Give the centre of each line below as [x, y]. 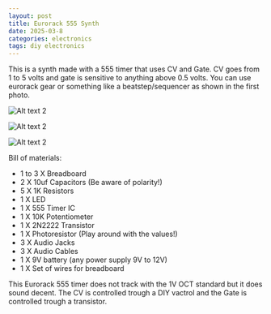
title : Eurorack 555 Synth [54, 24]
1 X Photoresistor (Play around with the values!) [99, 234]
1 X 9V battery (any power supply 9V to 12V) [94, 260]
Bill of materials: [35, 158]
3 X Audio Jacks [47, 243]
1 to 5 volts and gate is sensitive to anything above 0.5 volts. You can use [130, 78]
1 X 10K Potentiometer [57, 217]
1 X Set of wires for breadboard [72, 269]
